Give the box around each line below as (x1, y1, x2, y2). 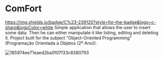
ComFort (5, 3, 42, 14)
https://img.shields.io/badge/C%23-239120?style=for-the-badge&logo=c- (5, 19, 156, 25)
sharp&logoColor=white (5, 24, 54, 30)
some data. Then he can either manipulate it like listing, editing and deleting (5, 30, 159, 35)
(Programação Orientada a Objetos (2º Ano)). (5, 40, 98, 46)
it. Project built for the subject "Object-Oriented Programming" (5, 35, 132, 41)
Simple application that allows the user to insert (54, 24, 151, 30)
